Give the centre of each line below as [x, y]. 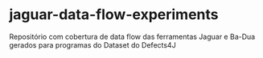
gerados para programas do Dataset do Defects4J [92, 44]
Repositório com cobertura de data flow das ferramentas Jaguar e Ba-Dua [132, 37]
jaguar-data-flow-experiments [114, 15]
